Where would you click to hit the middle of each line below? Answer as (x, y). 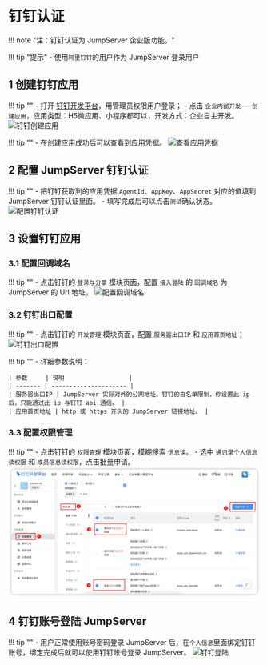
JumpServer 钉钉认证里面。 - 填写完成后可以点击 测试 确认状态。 (113, 201)
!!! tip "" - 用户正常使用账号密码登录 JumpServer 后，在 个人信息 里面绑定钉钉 (132, 642)
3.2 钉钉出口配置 (41, 315)
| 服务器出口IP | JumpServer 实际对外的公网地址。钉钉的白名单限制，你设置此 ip (129, 394)
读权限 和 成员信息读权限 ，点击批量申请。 (72, 462)
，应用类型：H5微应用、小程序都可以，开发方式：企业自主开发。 (132, 115)
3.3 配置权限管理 (40, 433)
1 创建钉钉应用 (44, 85)
